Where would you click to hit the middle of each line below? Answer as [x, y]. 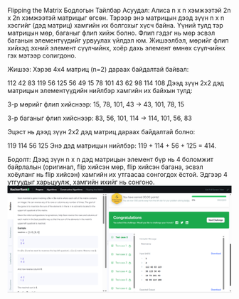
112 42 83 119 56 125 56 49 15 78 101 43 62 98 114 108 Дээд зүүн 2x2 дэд [116, 83]
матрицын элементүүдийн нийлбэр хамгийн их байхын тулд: [100, 91]
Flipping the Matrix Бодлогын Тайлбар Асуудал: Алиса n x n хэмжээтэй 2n [119, 10]
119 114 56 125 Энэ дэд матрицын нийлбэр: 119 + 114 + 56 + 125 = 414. [112, 146]
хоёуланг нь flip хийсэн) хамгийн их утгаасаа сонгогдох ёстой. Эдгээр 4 [117, 174]
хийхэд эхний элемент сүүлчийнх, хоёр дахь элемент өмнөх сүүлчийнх [116, 48]
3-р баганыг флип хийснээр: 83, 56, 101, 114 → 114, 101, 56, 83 [100, 118]
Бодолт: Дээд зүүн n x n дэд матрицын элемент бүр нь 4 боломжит [110, 159]
